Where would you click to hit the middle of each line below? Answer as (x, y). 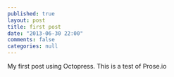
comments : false (31, 40)
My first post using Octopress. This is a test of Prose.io (87, 66)
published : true (31, 14)
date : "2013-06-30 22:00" (45, 33)
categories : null (33, 46)
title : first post (34, 27)
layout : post (26, 20)
